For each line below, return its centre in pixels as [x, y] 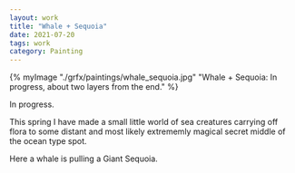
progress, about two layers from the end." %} [94, 87]
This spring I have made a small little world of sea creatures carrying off [144, 122]
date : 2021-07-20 [42, 34]
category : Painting [46, 52]
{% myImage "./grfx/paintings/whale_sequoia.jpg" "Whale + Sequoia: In [143, 77]
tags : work [30, 43]
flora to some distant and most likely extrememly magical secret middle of [147, 131]
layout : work [34, 18]
